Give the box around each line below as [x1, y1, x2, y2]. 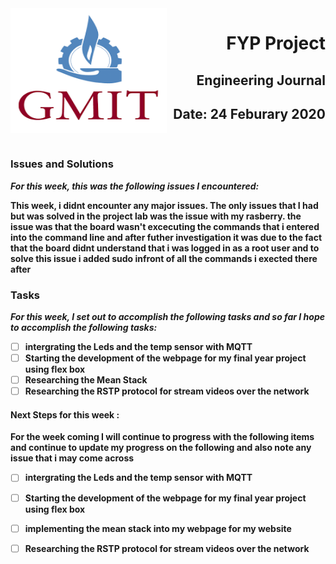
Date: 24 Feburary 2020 [173, 105, 326, 122]
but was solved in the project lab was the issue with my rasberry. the [10, 210, 302, 222]
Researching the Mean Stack [24, 374, 148, 386]
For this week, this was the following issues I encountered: [10, 180, 260, 192]
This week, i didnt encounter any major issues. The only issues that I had [10, 199, 319, 211]
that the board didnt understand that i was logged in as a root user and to [10, 242, 320, 254]
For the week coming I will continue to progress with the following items [10, 431, 315, 443]
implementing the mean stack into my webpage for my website [24, 522, 292, 534]
